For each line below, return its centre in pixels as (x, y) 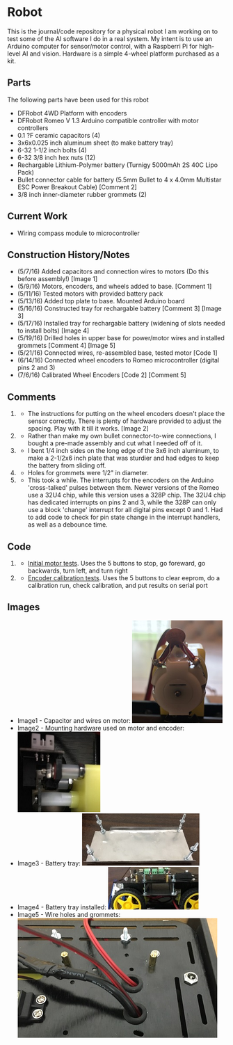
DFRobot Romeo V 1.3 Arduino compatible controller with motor (108, 120)
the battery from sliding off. (67, 465)
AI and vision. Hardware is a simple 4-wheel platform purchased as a (121, 54)
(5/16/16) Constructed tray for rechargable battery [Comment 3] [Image (119, 309)
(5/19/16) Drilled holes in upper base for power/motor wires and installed (121, 338)
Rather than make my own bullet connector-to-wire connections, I (122, 436)
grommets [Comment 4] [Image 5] (66, 346)
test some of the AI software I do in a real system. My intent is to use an (110, 38)
